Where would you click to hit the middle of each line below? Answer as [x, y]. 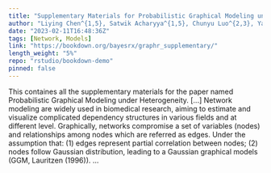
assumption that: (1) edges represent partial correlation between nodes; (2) [133, 143]
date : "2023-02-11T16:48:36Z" [59, 31]
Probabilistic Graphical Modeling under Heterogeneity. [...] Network [120, 100]
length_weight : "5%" [43, 53]
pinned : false [32, 69]
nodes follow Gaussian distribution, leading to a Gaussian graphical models [133, 151]
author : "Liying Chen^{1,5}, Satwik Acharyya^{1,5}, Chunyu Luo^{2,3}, [131, 23]
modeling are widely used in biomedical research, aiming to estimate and [130, 108]
